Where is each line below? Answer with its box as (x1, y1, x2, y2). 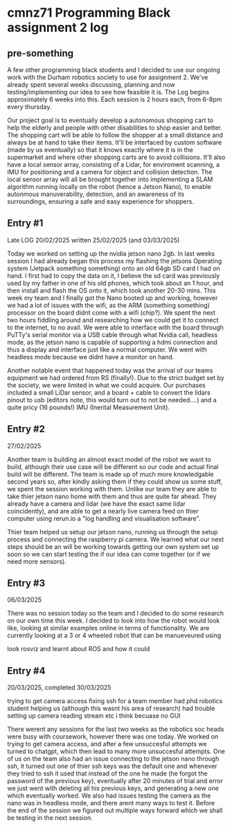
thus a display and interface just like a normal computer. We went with (7, 345, 208, 354)
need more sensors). (7, 557, 67, 566)
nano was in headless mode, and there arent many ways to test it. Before (7, 799, 215, 807)
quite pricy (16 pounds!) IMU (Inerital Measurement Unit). (7, 403, 170, 411)
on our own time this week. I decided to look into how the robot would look (7, 616, 220, 625)
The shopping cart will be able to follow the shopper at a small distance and (7, 131, 224, 139)
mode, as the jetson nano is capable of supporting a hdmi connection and (7, 338, 218, 346)
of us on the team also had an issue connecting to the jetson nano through (7, 755, 220, 763)
